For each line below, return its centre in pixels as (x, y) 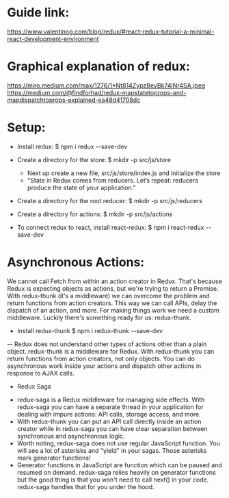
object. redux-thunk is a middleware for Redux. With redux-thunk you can (111, 351)
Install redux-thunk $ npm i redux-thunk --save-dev (90, 330)
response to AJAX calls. (41, 373)
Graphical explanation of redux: (98, 67)
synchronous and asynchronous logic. (71, 436)
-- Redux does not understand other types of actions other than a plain (107, 344)
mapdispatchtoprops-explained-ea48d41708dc (74, 100)
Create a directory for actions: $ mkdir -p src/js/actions (95, 214)
